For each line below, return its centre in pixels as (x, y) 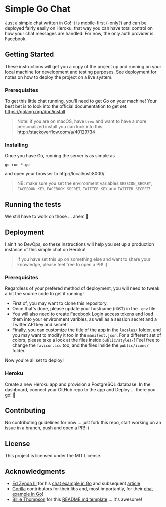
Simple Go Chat (38, 9)
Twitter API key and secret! (40, 325)
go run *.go (17, 165)
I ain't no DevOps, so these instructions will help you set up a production (80, 244)
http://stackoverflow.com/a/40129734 (56, 132)
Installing (17, 145)
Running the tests (33, 205)
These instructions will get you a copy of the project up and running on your (83, 66)
